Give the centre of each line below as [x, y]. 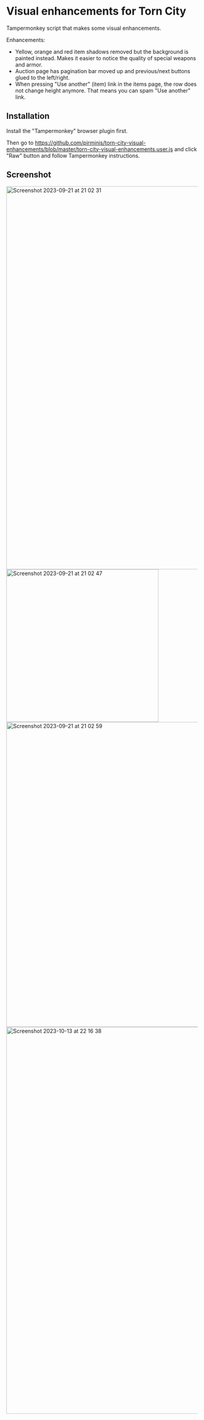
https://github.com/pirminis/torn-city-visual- [90, 143]
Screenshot [29, 175]
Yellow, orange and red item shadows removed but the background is [102, 51]
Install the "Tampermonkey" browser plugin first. [67, 131]
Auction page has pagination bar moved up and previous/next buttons [103, 71]
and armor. [29, 65]
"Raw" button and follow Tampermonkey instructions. [73, 155]
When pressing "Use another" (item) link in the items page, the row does [106, 84]
